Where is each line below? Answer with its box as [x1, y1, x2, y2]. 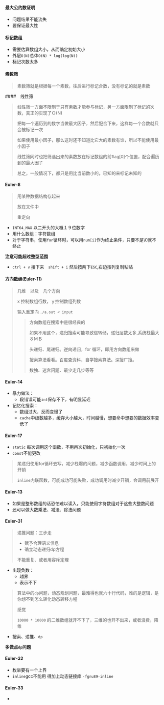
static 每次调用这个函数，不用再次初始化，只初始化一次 [12, 444, 126, 450]
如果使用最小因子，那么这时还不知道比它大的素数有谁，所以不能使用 [17, 137, 155, 143]
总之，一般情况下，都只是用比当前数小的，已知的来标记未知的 [17, 170, 142, 176]
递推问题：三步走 [17, 529, 52, 535]
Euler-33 [5, 685, 23, 691]
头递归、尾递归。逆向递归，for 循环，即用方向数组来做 [29, 347, 140, 352]
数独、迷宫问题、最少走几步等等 [29, 367, 94, 373]
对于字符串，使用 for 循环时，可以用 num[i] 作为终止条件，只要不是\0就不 [12, 236, 157, 243]
